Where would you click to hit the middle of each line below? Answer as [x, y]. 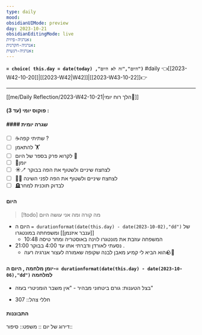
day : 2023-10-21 [26, 29]
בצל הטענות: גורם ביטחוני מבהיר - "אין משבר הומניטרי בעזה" [84, 288]
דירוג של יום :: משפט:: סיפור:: [40, 327]
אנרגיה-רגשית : [20, 51]
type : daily [21, 12]
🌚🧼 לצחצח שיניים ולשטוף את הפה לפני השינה [66, 178]
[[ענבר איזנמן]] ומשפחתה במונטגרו [54, 232]
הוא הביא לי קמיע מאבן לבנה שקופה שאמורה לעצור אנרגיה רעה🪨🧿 [99, 252]
